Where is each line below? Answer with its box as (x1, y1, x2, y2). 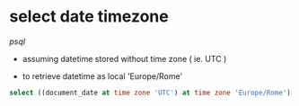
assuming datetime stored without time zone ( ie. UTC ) (22, 53, 227, 64)
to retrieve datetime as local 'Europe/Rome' (22, 70, 183, 82)
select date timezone (9, 6, 169, 27)
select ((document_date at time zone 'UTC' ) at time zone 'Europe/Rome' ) (9, 88, 292, 97)
